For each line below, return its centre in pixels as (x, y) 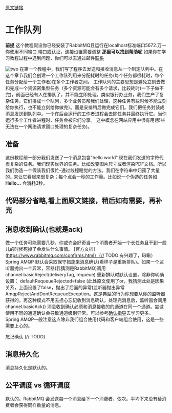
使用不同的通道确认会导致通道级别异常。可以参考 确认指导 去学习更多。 (79, 313)
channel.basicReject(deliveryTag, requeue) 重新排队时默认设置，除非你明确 (85, 274)
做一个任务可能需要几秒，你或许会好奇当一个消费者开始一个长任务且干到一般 (86, 243)
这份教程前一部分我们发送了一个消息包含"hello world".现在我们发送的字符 (82, 157)
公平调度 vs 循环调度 (38, 385)
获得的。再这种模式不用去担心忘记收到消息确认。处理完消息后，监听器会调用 (86, 300)
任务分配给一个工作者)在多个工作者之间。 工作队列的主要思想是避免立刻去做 (85, 81)
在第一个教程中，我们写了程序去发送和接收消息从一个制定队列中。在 (91, 69)
